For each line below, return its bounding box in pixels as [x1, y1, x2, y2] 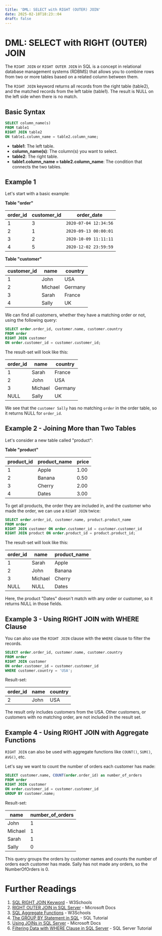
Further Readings [5, 883, 77, 894]
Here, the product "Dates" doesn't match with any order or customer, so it [5, 596, 153, 602]
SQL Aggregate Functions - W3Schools [12, 910, 91, 916]
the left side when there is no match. [5, 93, 78, 100]
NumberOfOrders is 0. [5, 866, 49, 872]
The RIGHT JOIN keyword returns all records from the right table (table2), [5, 83, 149, 89]
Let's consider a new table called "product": [5, 437, 93, 443]
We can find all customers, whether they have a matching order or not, [5, 312, 146, 318]
